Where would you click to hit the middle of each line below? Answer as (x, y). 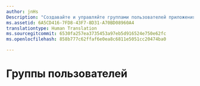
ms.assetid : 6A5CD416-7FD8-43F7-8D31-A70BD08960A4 (70, 23)
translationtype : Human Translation (51, 28)
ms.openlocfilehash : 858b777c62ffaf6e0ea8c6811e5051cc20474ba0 (86, 39)
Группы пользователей (67, 74)
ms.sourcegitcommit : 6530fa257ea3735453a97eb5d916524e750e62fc (86, 34)
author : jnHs (22, 12)
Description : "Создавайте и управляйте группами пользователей (86, 17)
